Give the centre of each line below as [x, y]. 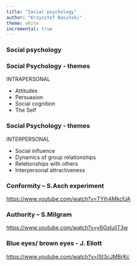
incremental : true [29, 29]
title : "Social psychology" [42, 12]
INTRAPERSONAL [28, 79]
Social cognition [35, 104]
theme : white [23, 23]
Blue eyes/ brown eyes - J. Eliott [54, 244]
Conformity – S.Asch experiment [55, 186]
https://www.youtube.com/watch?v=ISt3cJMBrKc [68, 256]
